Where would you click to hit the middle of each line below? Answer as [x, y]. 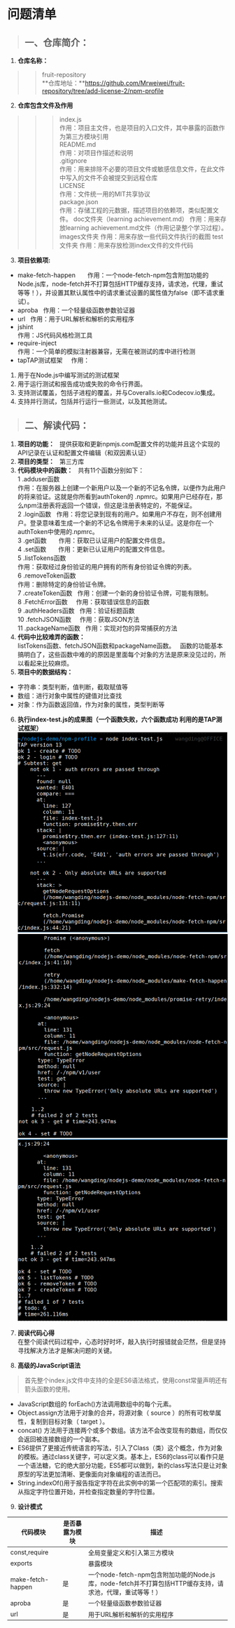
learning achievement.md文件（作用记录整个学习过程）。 [147, 228]
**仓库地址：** [63, 83]
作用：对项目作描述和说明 [96, 153]
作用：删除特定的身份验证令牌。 [63, 584]
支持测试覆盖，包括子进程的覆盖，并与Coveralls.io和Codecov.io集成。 [118, 393]
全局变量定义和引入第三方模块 [131, 1552]
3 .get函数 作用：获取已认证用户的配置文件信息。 [93, 540]
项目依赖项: [34, 260]
